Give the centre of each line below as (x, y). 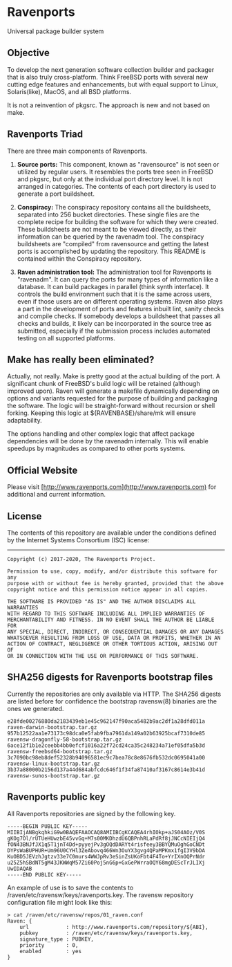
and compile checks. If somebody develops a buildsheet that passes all (119, 316)
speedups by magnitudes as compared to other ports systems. (97, 449)
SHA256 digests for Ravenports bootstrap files (110, 678)
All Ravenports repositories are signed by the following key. (91, 813)
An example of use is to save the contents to (70, 887)
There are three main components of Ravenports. (77, 151)
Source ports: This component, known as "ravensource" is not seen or (118, 164)
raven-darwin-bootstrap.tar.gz (52, 727)
